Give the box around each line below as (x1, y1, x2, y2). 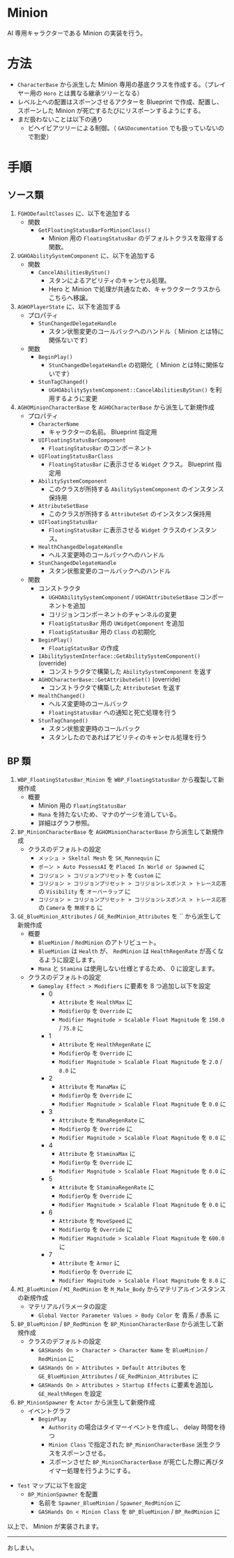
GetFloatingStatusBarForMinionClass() (38, 226, 151, 234)
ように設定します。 (44, 955, 99, 964)
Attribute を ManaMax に (58, 1082, 127, 1090)
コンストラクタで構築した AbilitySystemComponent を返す (48, 667, 212, 675)
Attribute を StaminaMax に (58, 1149, 136, 1157)
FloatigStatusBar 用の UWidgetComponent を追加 (48, 619, 185, 627)
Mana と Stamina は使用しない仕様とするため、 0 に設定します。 (38, 964, 219, 973)
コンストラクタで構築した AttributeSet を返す (48, 683, 181, 691)
